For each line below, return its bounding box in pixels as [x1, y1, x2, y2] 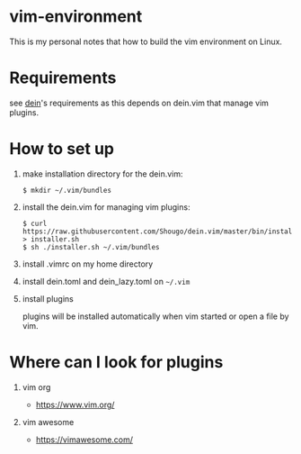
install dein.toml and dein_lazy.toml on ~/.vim [22, 276, 190, 286]
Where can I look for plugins [9, 352, 224, 372]
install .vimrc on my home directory [22, 259, 154, 269]
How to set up [9, 139, 115, 159]
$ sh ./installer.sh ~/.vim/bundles [22, 242, 160, 251]
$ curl [22, 219, 48, 228]
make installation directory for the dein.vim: [22, 168, 183, 179]
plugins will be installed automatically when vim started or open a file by [22, 311, 289, 322]
